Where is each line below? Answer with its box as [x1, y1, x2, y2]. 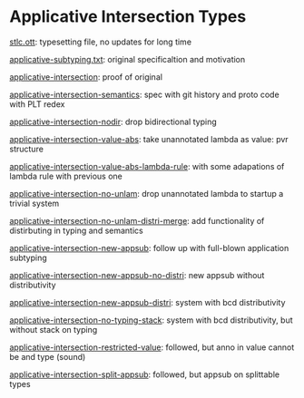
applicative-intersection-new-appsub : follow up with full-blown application [9, 242, 289, 253]
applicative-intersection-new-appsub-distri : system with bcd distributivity [9, 296, 286, 307]
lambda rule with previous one [9, 170, 123, 181]
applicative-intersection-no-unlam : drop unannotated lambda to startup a [9, 188, 284, 199]
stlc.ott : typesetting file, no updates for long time [9, 36, 192, 47]
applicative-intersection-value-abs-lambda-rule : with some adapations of [9, 160, 285, 171]
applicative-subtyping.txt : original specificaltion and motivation [9, 53, 246, 64]
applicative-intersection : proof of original [9, 71, 163, 83]
